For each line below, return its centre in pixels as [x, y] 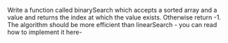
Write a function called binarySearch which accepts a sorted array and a [112, 10]
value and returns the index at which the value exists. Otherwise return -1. [114, 17]
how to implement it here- [45, 32]
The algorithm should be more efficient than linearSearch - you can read [112, 25]
